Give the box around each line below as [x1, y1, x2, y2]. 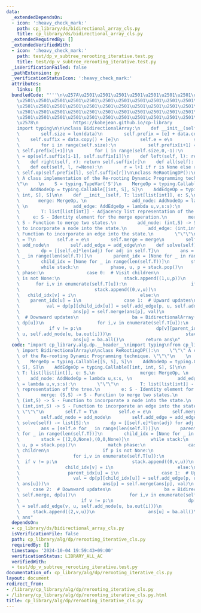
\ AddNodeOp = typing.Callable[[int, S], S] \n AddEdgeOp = [17, 186, 184, 192]
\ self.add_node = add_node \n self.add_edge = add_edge [17, 414, 197, 420]
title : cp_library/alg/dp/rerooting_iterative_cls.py [6, 597, 144, 603]
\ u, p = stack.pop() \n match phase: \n [17, 442, 146, 448]
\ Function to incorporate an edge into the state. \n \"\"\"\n [17, 231, 197, 237]
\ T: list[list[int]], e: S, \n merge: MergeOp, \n [17, 370, 188, 376]
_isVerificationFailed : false [11, 64, 87, 71]
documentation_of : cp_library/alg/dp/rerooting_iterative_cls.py [6, 570, 172, 576]
